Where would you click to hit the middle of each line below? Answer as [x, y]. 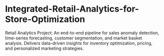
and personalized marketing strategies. [45, 48]
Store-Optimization [45, 19]
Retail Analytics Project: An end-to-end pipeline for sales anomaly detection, [82, 33]
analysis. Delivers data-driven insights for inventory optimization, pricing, [79, 43]
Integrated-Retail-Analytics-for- [72, 9]
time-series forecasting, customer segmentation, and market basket [74, 38]
